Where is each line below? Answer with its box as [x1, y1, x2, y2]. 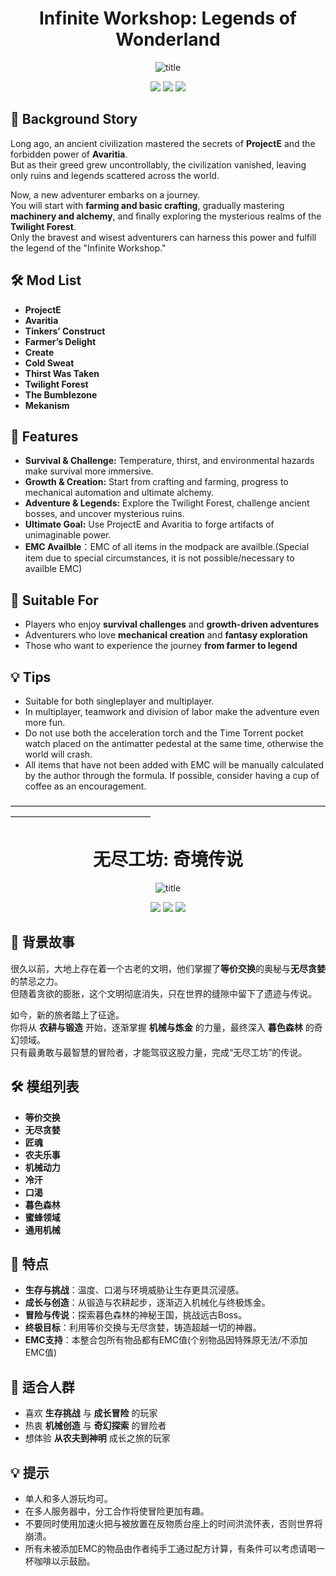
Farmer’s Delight [24, 335, 97, 347]
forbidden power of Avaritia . [10, 148, 128, 160]
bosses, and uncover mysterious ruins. [24, 508, 185, 520]
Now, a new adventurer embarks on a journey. [10, 188, 201, 201]
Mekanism [24, 399, 70, 411]
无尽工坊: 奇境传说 [93, 848, 243, 871]
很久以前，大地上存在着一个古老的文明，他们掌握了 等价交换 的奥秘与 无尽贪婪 [10, 962, 326, 974]
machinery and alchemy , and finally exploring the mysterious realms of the [10, 210, 322, 222]
